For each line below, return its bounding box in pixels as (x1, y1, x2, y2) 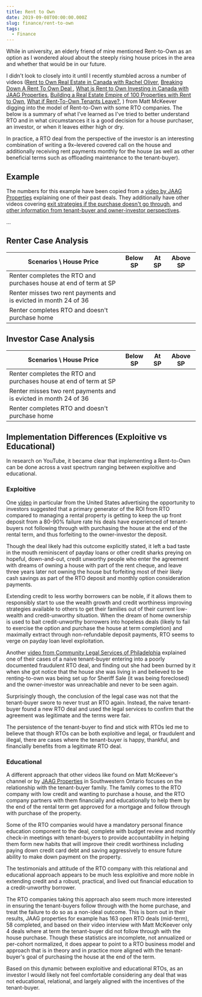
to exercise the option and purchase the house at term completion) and (6, 624, 182, 632)
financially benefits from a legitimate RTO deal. (6, 742, 122, 750)
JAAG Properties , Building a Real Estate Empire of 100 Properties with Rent (6, 91, 191, 99)
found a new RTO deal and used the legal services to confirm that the (22, 705, 194, 712)
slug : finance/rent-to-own (6, 20, 74, 26)
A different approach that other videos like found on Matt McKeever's (6, 771, 179, 778)
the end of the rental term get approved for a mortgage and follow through (6, 803, 191, 810)
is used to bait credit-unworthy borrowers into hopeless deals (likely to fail (6, 618, 191, 625)
